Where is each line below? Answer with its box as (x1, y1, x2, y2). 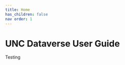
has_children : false (5, 12, 48, 17)
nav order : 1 (5, 16, 32, 21)
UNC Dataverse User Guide (5, 38, 120, 49)
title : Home (5, 7, 30, 12)
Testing (5, 54, 21, 60)
